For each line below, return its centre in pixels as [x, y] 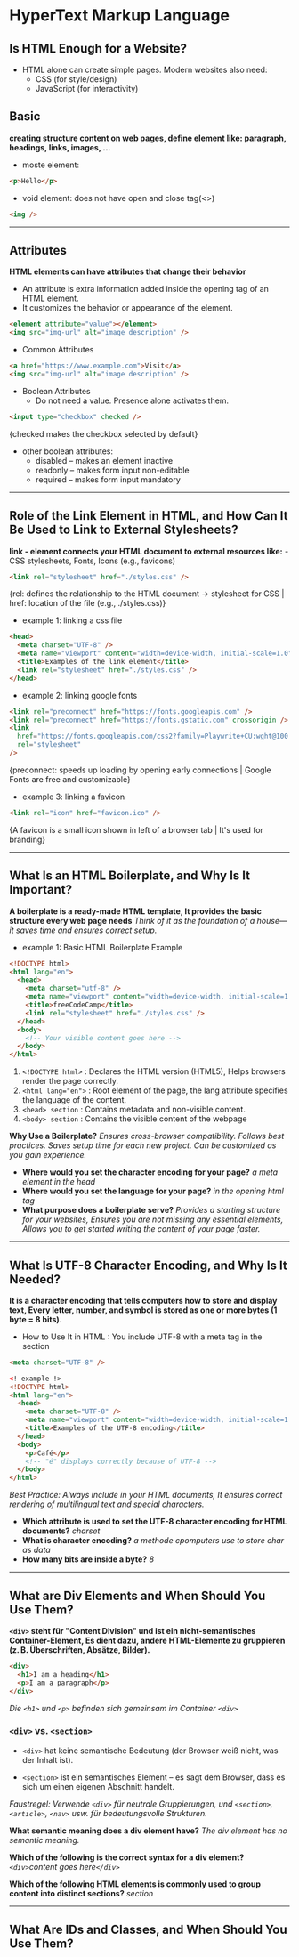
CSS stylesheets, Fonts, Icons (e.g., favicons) [93, 561]
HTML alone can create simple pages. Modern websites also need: [145, 69]
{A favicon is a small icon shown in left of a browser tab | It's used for [137, 829]
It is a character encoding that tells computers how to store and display [143, 1300]
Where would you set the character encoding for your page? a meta [150, 1172]
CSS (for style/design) [76, 79]
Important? [41, 890]
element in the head [59, 1182]
